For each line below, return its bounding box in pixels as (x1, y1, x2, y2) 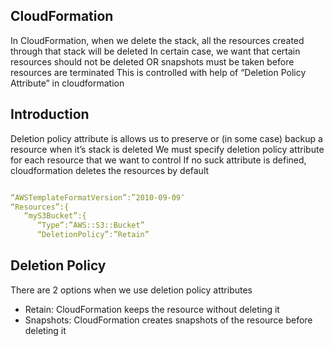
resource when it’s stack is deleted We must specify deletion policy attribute (10, 143, 325, 155)
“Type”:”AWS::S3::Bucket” (36, 220, 145, 231)
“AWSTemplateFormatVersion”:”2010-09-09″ (10, 192, 186, 203)
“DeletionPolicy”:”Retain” (36, 230, 150, 240)
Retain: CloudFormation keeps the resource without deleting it (24, 303, 280, 315)
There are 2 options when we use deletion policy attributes (10, 284, 253, 296)
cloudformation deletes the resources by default (10, 164, 210, 176)
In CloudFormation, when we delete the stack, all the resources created (10, 34, 305, 46)
